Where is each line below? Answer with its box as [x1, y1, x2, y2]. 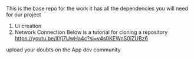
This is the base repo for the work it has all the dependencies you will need [6, 5, 189, 12]
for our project [6, 11, 41, 18]
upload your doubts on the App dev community [6, 46, 121, 53]
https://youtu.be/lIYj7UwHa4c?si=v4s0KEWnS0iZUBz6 [14, 35, 149, 41]
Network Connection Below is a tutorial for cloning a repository [14, 29, 168, 36]
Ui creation [14, 23, 42, 29]
